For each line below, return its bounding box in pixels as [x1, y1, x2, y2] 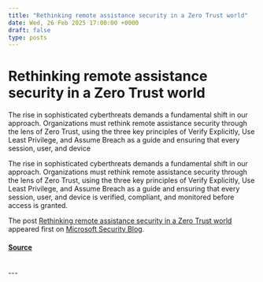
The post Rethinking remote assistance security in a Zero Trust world [8, 216, 232, 225]
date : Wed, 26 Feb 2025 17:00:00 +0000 [8, 19, 139, 27]
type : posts [8, 33, 47, 42]
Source [8, 242, 33, 252]
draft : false [8, 26, 51, 34]
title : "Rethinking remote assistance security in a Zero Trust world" [8, 11, 248, 20]
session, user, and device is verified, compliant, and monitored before [8, 192, 235, 202]
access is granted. [8, 201, 69, 210]
